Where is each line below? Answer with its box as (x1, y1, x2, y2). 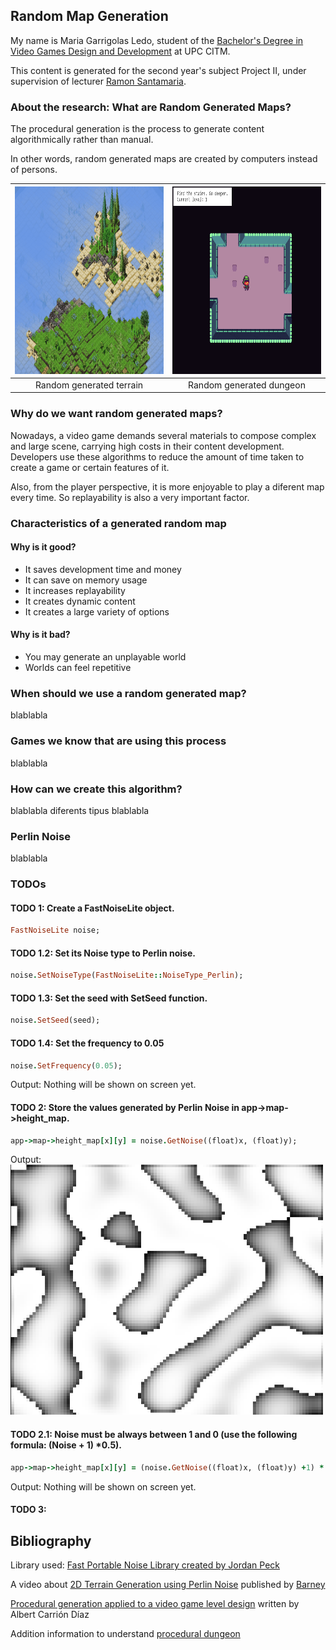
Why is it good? (10, 541, 77, 553)
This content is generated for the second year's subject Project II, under (10, 64, 307, 76)
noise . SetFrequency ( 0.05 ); (10, 1060, 123, 1071)
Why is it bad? (10, 629, 71, 641)
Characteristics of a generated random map (10, 516, 227, 530)
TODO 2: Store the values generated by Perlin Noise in (10, 1102, 240, 1113)
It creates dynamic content (24, 595, 136, 607)
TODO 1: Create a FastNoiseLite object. (10, 902, 175, 914)
